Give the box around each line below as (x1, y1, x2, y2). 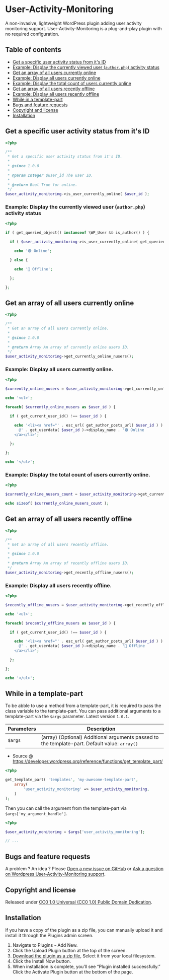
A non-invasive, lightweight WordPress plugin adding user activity (5, 20, 142, 26)
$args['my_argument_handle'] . (5, 810, 68, 816)
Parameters (8, 725, 36, 732)
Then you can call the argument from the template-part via (5, 805, 127, 811)
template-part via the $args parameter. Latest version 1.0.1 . (5, 714, 129, 720)
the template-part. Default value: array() (41, 740, 138, 747)
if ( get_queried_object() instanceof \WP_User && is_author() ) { (5, 230, 150, 235)
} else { (10, 257, 28, 262)
